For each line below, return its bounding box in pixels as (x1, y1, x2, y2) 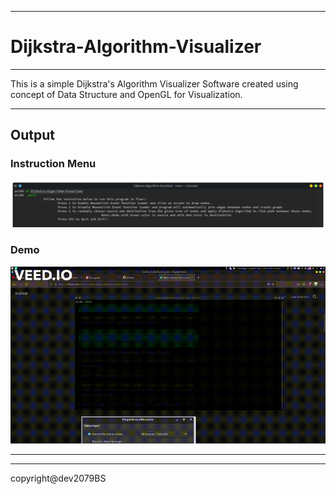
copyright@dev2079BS (10, 472, 107, 485)
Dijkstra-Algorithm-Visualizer (10, 36, 262, 58)
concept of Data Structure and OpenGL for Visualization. (10, 88, 243, 100)
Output (10, 127, 55, 144)
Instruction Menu (10, 157, 97, 171)
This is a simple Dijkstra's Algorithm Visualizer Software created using (10, 77, 299, 90)
